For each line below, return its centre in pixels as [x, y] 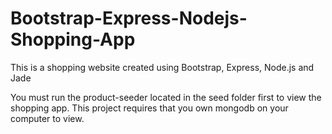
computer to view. [47, 118]
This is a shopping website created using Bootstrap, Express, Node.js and [162, 67]
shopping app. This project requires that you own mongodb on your [149, 108]
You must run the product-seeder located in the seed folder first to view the [166, 97]
